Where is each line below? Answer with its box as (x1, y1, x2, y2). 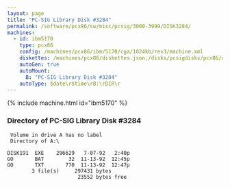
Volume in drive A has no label (10, 132, 103, 138)
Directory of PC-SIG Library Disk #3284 (7, 116, 142, 125)
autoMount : (19, 67, 51, 74)
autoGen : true (19, 61, 60, 68)
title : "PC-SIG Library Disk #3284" (7, 16, 112, 23)
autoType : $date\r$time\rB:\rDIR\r (19, 80, 121, 87)
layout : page (7, 10, 44, 17)
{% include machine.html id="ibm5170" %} (7, 99, 128, 107)
